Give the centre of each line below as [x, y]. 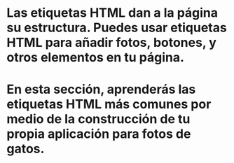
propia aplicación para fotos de [99, 134]
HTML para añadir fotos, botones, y [111, 43]
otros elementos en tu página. [96, 58]
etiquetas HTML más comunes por [109, 105]
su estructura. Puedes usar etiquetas [117, 28]
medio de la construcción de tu [98, 119]
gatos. [26, 149]
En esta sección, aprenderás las [101, 90]
